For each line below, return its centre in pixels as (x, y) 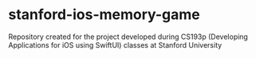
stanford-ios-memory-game (104, 15)
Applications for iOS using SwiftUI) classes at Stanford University (115, 44)
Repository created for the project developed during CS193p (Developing (128, 37)
